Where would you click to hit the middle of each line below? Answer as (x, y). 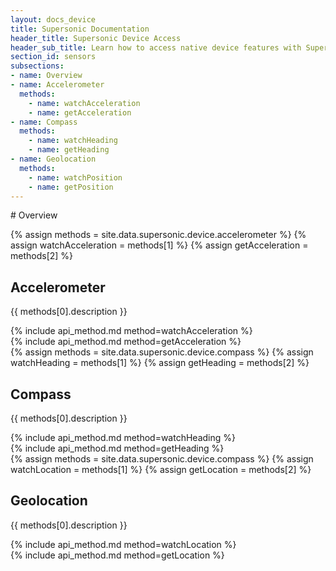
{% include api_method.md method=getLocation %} (117, 555)
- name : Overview (46, 76)
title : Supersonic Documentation (80, 29)
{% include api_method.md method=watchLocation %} (123, 544)
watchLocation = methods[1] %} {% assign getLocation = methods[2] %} (161, 469)
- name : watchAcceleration (84, 103)
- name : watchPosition (75, 177)
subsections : (37, 66)
